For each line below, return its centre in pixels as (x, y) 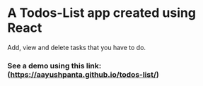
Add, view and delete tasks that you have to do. (77, 47)
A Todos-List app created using (102, 13)
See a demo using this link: (54, 66)
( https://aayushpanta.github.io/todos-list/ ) (83, 74)
